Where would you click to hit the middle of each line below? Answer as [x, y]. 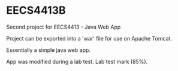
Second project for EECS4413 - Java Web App [64, 27]
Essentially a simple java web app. [49, 50]
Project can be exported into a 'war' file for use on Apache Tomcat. [89, 38]
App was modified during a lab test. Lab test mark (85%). [77, 61]
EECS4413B [36, 10]
